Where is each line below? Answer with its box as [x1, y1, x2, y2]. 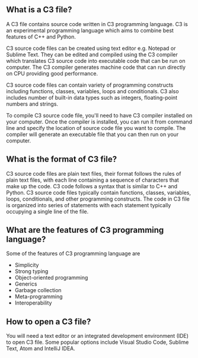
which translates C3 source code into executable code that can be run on [6, 57, 186, 64]
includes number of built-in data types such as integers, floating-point [6, 94, 178, 101]
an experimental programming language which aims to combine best [6, 27, 174, 34]
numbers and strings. [6, 100, 58, 107]
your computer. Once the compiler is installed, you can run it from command [6, 118, 193, 125]
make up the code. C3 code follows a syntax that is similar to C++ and [6, 182, 178, 189]
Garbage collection [14, 287, 62, 294]
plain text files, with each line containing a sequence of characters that [6, 176, 179, 183]
